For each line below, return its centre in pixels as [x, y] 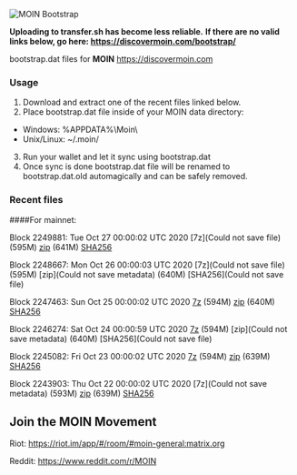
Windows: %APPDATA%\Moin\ [80, 130]
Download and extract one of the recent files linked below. [132, 102]
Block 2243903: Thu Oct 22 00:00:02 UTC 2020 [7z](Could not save [139, 383]
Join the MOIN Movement [83, 422]
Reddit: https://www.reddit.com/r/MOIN [83, 461]
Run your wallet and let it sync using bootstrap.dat [117, 157]
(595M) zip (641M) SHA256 [61, 247]
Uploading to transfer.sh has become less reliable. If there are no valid [144, 31]
